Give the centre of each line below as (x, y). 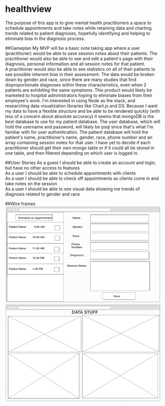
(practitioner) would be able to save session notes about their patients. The (81, 53)
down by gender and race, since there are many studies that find (71, 80)
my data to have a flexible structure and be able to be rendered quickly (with (82, 111)
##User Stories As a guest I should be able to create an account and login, (81, 162)
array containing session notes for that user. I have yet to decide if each (78, 142)
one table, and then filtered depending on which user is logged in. (72, 153)
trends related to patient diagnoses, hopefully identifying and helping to (78, 33)
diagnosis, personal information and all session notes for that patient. (75, 64)
